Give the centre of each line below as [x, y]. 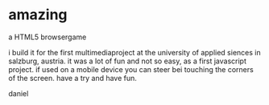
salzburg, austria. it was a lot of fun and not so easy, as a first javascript [128, 61]
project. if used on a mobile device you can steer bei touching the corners [131, 69]
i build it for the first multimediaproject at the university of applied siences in [134, 52]
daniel [19, 93]
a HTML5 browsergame [48, 37]
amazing [38, 15]
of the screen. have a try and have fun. [72, 78]
